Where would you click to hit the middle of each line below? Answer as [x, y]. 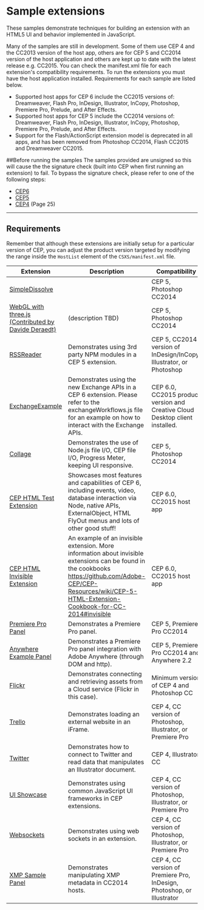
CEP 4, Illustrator [175, 754]
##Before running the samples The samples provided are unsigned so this [99, 160]
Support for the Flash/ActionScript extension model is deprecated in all [104, 135]
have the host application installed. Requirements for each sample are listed [101, 78]
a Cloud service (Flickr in [104, 689]
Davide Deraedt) [33, 329]
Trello [17, 722]
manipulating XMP [94, 875]
